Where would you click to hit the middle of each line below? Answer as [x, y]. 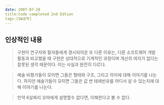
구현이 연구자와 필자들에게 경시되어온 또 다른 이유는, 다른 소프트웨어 [82, 52]
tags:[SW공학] [18, 19]
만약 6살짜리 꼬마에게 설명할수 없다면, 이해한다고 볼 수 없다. [74, 98]
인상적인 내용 [24, 40]
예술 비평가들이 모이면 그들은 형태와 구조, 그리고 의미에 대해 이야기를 [82, 75]
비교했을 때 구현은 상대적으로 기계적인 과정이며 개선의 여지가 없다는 [94, 59]
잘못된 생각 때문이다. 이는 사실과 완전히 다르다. [61, 64]
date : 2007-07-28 [23, 10]
